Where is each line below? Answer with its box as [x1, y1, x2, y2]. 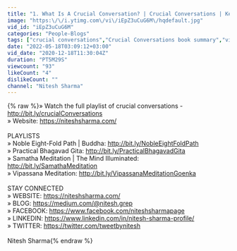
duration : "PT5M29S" [7, 56, 68, 63]
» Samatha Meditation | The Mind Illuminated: [7, 154, 140, 163]
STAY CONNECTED [7, 184, 64, 192]
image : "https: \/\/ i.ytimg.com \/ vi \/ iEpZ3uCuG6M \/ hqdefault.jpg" [7, 17, 203, 24]
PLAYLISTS [7, 132, 40, 140]
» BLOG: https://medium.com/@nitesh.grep [7, 199, 133, 208]
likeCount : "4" [7, 69, 52, 76]
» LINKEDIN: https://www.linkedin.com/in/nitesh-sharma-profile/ [7, 214, 195, 223]
